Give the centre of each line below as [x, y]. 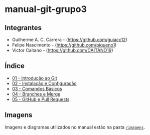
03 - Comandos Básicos [37, 88]
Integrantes [23, 28]
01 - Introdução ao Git [34, 78]
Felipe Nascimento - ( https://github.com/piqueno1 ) [64, 45]
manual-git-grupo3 [46, 9]
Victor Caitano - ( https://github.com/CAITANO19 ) [62, 50]
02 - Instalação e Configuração [44, 83]
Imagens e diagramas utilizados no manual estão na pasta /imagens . [75, 127]
